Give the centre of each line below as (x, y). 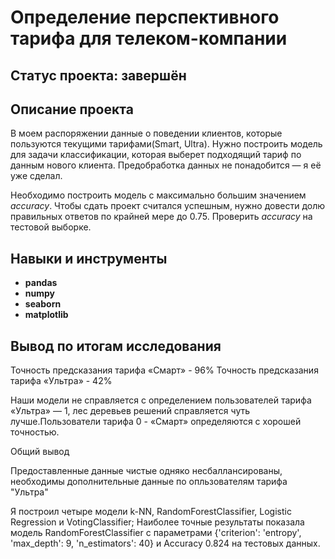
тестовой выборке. (51, 227)
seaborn (43, 304)
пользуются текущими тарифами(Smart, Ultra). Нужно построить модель (166, 144)
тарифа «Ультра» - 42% (61, 381)
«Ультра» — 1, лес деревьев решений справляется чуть (130, 411)
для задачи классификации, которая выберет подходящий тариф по (156, 155)
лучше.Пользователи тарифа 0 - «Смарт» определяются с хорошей (156, 422)
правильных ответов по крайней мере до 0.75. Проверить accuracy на (161, 217)
